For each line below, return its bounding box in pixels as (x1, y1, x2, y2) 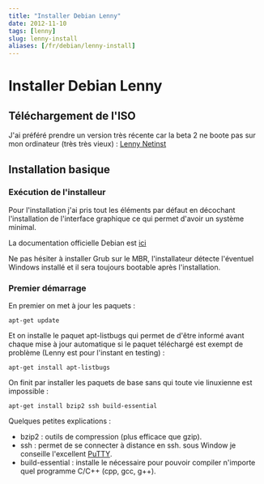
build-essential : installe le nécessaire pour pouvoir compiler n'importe (19, 458, 256, 468)
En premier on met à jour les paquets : (8, 301, 136, 311)
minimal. (8, 222, 36, 231)
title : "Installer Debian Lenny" (8, 11, 121, 20)
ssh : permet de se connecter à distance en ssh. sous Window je (19, 440, 236, 450)
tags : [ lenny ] (8, 27, 57, 35)
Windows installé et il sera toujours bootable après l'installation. (8, 262, 221, 272)
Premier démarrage (8, 282, 87, 294)
